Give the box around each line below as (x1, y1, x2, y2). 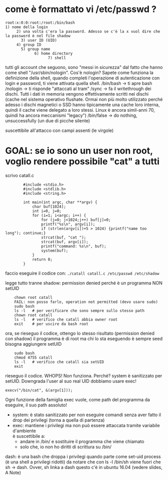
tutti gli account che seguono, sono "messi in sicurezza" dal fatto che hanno (5, 64, 163, 70)
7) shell (48, 55, 66, 60)
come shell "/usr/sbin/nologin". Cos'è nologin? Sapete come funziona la (5, 69, 154, 75)
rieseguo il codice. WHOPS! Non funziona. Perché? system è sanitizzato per (5, 372, 162, 378)
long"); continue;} (5, 230, 46, 235)
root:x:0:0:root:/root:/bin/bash (5, 20, 75, 25)
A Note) (5, 469, 22, 475)
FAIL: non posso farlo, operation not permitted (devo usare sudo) (14, 299, 158, 304)
